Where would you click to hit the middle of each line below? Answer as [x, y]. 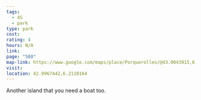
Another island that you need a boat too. [56, 90]
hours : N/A [20, 46]
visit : [14, 68]
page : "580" [21, 57]
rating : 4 [19, 40]
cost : [13, 34]
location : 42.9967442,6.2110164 [47, 73]
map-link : [19, 62]
